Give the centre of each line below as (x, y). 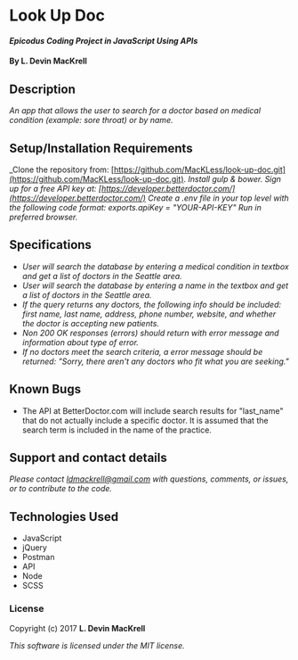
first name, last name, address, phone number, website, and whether (149, 314)
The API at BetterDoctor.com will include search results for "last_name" (153, 410)
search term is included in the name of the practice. (117, 430)
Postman (38, 557)
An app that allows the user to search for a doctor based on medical (135, 111)
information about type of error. (81, 342)
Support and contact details (88, 458)
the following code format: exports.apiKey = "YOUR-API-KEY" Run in (136, 207)
